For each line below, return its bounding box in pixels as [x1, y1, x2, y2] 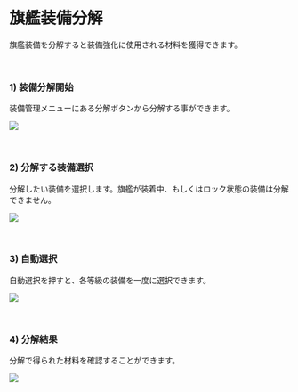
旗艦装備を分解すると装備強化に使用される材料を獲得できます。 [9, 39, 243, 50]
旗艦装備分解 [9, 8, 104, 29]
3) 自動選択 [9, 253, 58, 265]
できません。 [9, 194, 56, 205]
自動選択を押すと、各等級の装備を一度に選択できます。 [9, 274, 212, 285]
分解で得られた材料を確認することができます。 [9, 355, 181, 366]
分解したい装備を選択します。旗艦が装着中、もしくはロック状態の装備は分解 [9, 184, 289, 194]
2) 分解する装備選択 [9, 161, 94, 174]
